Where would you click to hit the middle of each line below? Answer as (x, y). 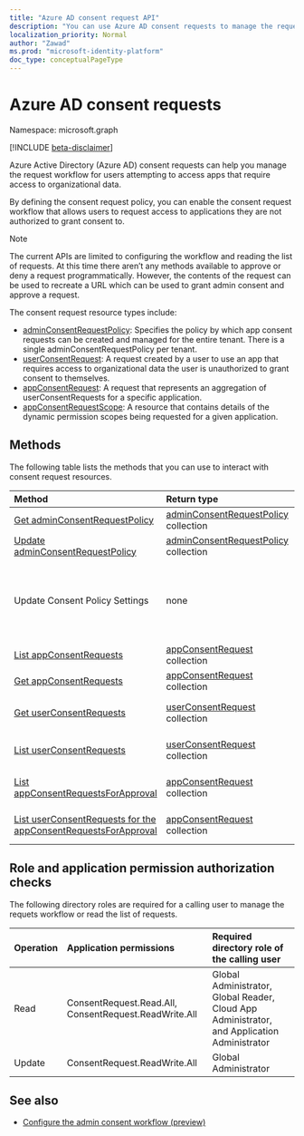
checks (31, 883)
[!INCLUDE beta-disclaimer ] (61, 147)
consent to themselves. (66, 378)
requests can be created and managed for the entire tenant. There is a (153, 339)
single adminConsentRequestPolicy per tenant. (109, 349)
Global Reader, (243, 996)
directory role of (248, 947)
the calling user (247, 959)
